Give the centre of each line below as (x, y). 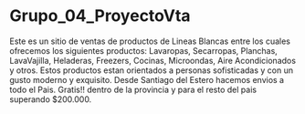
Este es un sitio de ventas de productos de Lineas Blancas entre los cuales (150, 41)
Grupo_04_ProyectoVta (100, 16)
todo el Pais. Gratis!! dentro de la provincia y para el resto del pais (133, 89)
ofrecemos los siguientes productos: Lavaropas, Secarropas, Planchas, (144, 50)
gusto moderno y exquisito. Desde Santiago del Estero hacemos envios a (147, 79)
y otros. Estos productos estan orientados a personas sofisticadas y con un (152, 70)
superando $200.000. (51, 99)
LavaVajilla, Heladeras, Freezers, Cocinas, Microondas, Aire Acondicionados (153, 60)
